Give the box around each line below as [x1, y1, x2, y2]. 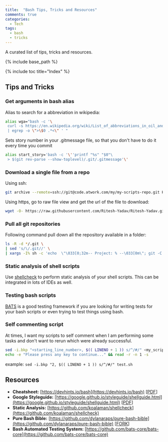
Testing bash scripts [5, 292, 56, 299]
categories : [5, 17, 30, 22]
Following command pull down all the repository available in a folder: [5, 232, 146, 238]
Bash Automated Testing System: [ [12, 426, 86, 432]
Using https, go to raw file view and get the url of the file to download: [5, 199, 149, 205]
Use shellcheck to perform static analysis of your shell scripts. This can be [5, 274, 159, 280]
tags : [5, 26, 16, 31]
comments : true [5, 12, 37, 17]
